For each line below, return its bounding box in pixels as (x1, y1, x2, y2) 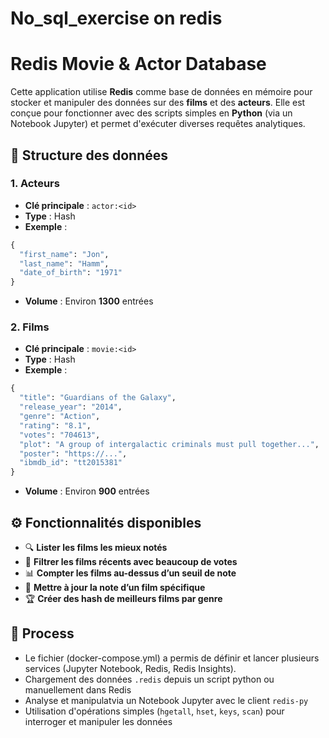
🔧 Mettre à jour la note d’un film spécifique (24, 582, 206, 594)
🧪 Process (10, 625, 75, 642)
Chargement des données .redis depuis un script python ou (24, 673, 275, 685)
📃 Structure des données (10, 147, 168, 164)
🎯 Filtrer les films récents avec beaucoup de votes (24, 556, 238, 568)
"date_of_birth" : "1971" (19, 268, 123, 278)
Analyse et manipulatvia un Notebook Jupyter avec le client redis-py (24, 694, 309, 706)
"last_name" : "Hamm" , (19, 258, 110, 269)
